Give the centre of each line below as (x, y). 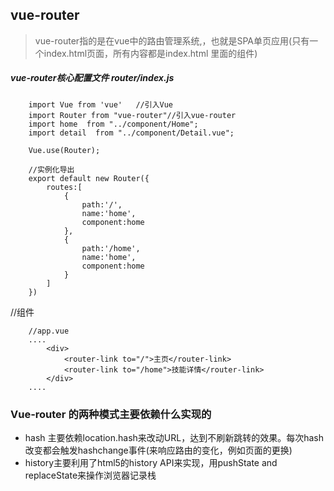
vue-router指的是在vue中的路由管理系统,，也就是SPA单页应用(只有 (172, 40)
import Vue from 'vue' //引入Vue (101, 104)
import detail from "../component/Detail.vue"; (131, 133)
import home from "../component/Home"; (113, 124)
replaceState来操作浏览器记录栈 (90, 475)
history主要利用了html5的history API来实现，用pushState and (151, 463)
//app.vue (49, 331)
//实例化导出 (51, 169)
